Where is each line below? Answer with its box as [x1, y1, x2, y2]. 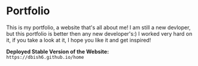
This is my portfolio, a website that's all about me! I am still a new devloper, [6, 24, 191, 31]
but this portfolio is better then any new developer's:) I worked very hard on [6, 30, 193, 37]
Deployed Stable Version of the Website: [6, 48, 109, 55]
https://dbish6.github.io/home [6, 54, 84, 60]
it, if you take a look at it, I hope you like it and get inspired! [6, 36, 151, 43]
